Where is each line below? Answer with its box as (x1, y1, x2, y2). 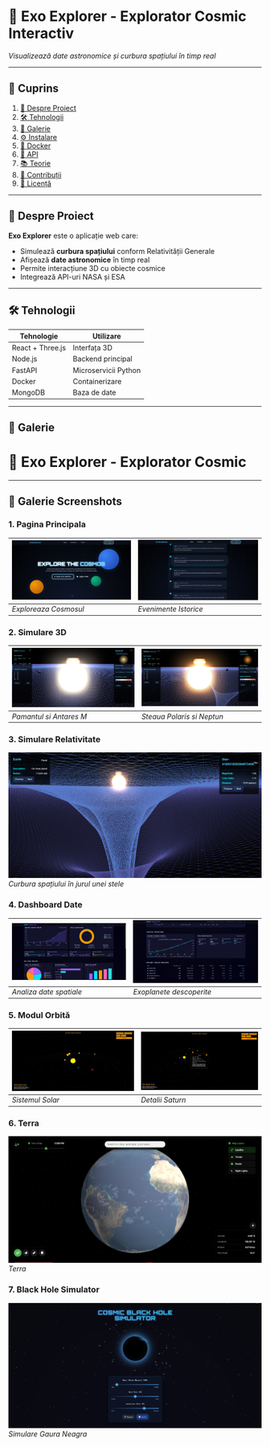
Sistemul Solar (11, 1095, 60, 1105)
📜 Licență (19, 178, 52, 188)
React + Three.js (11, 343, 67, 353)
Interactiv (8, 24, 75, 43)
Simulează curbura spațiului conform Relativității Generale (19, 246, 215, 256)
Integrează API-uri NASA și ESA (19, 272, 126, 281)
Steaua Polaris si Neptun (141, 711, 223, 721)
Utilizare (92, 331, 122, 341)
